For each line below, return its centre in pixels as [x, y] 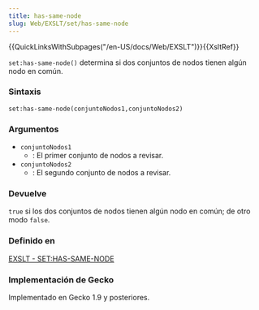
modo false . [29, 220]
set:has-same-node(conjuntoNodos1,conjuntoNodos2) [96, 109]
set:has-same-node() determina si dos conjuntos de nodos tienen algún [128, 62]
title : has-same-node [45, 16]
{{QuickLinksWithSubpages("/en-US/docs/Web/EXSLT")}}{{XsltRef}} [124, 46]
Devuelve [28, 194]
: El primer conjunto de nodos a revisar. [98, 156]
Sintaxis [25, 92]
